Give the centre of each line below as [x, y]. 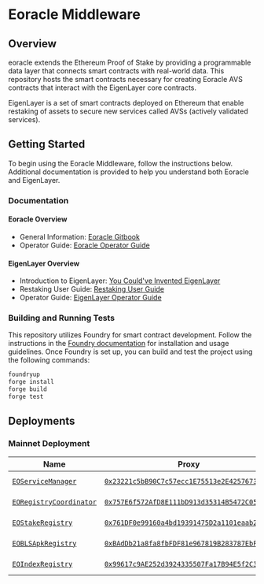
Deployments [42, 421]
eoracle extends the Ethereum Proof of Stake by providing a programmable [130, 62]
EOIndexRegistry [42, 564]
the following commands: [49, 360]
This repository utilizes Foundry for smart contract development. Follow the [130, 335]
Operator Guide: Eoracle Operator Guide [85, 245]
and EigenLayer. [34, 180]
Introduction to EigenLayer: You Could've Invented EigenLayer [120, 281]
